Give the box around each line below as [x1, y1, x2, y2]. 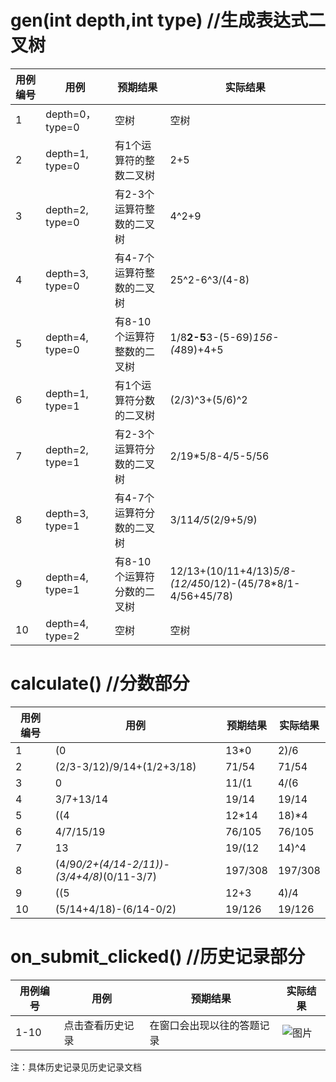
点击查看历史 [63, 1018, 125, 1032]
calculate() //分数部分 [10, 672, 190, 695]
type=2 [45, 629, 80, 643]
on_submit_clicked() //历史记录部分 [10, 946, 305, 968]
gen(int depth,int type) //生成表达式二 [10, 9, 326, 32]
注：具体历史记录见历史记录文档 [10, 1061, 142, 1073]
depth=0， [45, 107, 97, 121]
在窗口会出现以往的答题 [149, 1018, 260, 1032]
